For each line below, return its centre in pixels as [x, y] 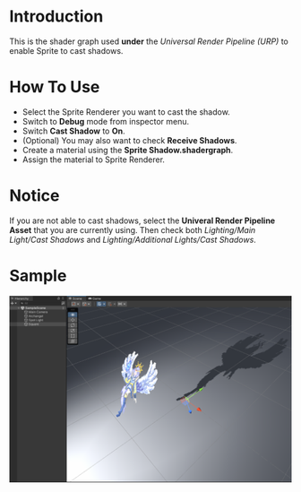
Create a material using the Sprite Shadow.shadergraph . [128, 150]
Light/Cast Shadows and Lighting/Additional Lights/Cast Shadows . [133, 239]
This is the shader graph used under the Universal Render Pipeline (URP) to [149, 41]
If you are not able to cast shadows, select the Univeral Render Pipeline [142, 220]
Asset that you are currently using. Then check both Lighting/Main [133, 229]
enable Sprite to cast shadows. [66, 50]
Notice [34, 196]
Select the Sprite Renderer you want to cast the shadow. [126, 112]
